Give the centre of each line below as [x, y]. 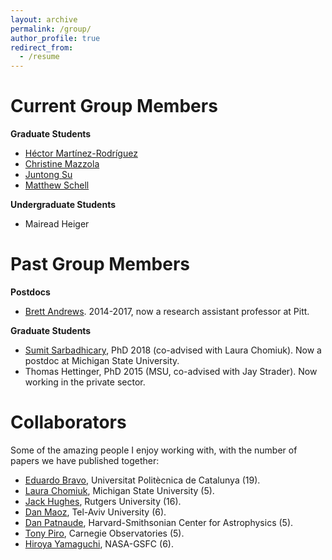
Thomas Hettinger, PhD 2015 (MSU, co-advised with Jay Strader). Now [171, 371]
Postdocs [30, 292]
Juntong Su [48, 175]
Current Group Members [114, 106]
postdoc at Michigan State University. [102, 360]
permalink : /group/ [51, 29]
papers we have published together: [85, 460]
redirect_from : [42, 47]
